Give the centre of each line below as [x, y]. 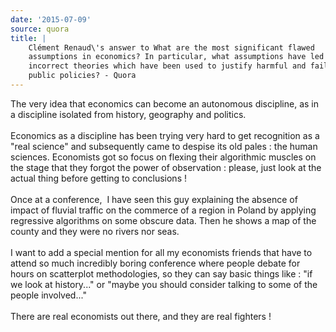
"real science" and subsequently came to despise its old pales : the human [164, 146]
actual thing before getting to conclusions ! [98, 178]
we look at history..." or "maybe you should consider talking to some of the [164, 284]
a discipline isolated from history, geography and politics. [128, 114]
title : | [28, 38]
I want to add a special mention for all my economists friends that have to [161, 252]
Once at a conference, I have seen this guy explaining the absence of [154, 199]
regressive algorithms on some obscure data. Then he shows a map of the [163, 220]
